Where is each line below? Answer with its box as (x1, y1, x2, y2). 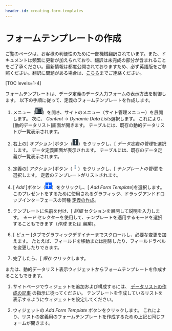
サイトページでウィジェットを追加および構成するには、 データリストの (12, 283, 162, 289)
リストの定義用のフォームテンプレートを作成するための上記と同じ (21, 313, 161, 320)
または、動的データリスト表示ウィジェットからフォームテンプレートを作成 (5, 266, 162, 272)
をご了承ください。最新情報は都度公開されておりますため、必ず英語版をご (5, 63, 162, 69)
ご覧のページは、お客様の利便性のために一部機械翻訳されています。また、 (5, 50, 162, 56)
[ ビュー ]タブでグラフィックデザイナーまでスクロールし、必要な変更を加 (12, 231, 167, 238)
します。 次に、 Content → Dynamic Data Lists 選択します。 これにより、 (12, 115, 165, 121)
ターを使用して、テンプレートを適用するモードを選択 (50, 214, 163, 220)
